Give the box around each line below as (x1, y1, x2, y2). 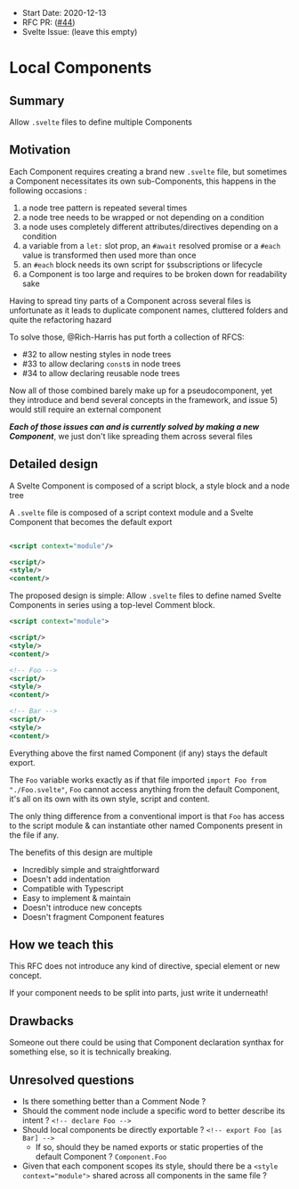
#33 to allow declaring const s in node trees (21, 358, 181, 369)
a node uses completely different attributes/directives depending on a (21, 221, 279, 232)
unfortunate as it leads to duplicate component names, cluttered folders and (9, 305, 288, 316)
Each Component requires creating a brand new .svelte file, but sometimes (9, 166, 287, 176)
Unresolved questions (9, 1072, 135, 1087)
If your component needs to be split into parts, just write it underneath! (9, 988, 269, 998)
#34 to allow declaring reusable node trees (21, 367, 181, 378)
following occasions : (9, 184, 87, 195)
